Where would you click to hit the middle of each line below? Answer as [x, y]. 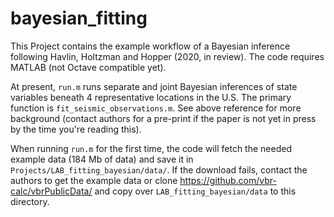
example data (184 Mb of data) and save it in [102, 159]
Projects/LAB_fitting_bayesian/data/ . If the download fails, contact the [159, 169]
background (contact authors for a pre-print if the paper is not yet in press [163, 118]
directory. [30, 201]
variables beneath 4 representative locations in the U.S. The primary [151, 97]
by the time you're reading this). [76, 129]
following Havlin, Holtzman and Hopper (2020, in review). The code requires [167, 56]
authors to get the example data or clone [94, 180]
